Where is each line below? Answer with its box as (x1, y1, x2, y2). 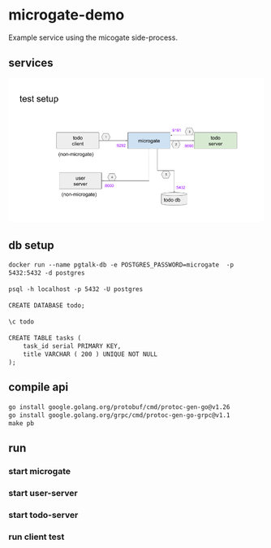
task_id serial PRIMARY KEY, (23, 342, 122, 350)
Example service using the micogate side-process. (8, 33, 179, 42)
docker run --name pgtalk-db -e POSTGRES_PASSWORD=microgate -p (8, 261, 234, 269)
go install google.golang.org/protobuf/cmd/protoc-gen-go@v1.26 (8, 402, 230, 411)
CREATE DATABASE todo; (8, 302, 85, 310)
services (8, 56, 54, 70)
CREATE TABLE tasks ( (8, 334, 82, 342)
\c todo (8, 318, 35, 326)
